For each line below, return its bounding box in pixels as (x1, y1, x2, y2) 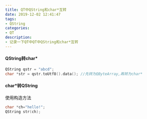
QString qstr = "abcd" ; (5, 66, 54, 72)
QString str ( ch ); (5, 109, 41, 114)
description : (5, 35, 32, 40)
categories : (5, 26, 30, 31)
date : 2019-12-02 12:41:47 (5, 12, 61, 17)
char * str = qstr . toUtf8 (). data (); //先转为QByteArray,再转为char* (5, 71, 143, 76)
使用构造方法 (5, 95, 31, 101)
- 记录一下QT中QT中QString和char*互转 (5, 40, 78, 45)
